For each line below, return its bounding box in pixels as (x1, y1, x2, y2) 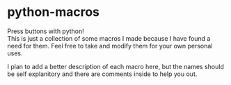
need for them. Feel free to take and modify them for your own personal (7, 41, 213, 50)
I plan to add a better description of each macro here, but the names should (7, 62, 224, 70)
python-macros (7, 4, 99, 20)
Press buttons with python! (7, 27, 85, 35)
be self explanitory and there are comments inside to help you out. (7, 70, 198, 78)
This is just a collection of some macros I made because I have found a (7, 34, 211, 42)
